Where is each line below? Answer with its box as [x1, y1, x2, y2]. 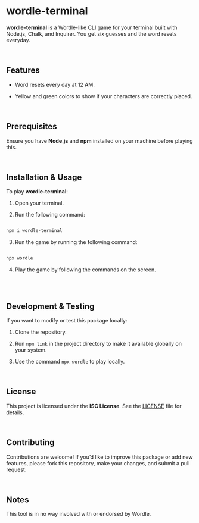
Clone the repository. [14, 328, 67, 336]
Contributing [6, 437, 55, 447]
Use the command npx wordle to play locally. [14, 358, 125, 365]
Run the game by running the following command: [14, 239, 138, 246]
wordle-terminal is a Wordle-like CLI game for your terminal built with [6, 24, 178, 31]
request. [6, 466, 27, 473]
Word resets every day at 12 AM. [14, 81, 95, 88]
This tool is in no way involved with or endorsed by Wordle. [6, 511, 151, 518]
